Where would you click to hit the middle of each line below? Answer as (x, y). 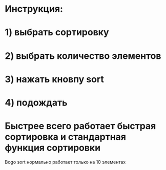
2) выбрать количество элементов (83, 56)
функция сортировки (53, 148)
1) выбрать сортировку (57, 33)
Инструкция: (34, 9)
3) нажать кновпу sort (55, 79)
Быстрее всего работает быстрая (80, 126)
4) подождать (36, 102)
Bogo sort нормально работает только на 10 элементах (65, 162)
